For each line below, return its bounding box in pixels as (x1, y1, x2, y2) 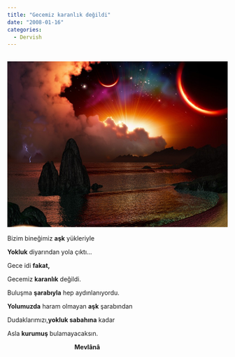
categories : (7, 26, 42, 33)
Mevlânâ (74, 342, 100, 351)
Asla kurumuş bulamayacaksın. (7, 329, 99, 337)
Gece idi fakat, (7, 261, 50, 269)
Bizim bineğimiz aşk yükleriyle (7, 234, 95, 242)
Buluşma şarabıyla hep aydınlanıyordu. (7, 288, 120, 297)
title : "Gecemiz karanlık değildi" (7, 11, 111, 18)
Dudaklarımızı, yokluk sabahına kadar (7, 316, 115, 324)
